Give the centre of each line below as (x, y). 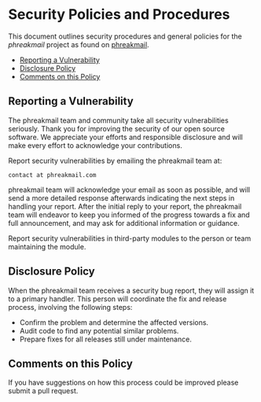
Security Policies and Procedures (119, 15)
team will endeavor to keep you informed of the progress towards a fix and (129, 215)
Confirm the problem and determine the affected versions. (114, 322)
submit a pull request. (43, 391)
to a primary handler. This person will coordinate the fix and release (118, 299)
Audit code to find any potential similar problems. (99, 330)
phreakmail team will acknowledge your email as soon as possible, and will (129, 190)
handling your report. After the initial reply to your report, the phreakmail (125, 206)
